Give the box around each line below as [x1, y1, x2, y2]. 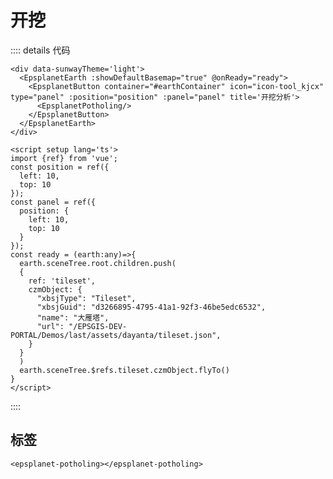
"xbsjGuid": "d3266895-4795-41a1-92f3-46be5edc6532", [36, 302, 267, 312]
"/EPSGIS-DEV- [68, 321, 128, 331]
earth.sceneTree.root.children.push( [19, 258, 177, 268]
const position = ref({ [10, 162, 110, 172]
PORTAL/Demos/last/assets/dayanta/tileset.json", [10, 330, 222, 340]
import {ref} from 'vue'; [10, 153, 118, 163]
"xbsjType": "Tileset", [36, 293, 137, 303]
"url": [36, 321, 65, 331]
